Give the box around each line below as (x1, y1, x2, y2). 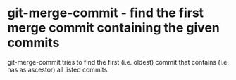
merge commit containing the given (7, 20, 221, 36)
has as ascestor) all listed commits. (7, 65, 109, 74)
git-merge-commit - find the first (7, 5, 204, 21)
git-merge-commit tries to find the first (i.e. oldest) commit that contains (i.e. (7, 58, 230, 66)
